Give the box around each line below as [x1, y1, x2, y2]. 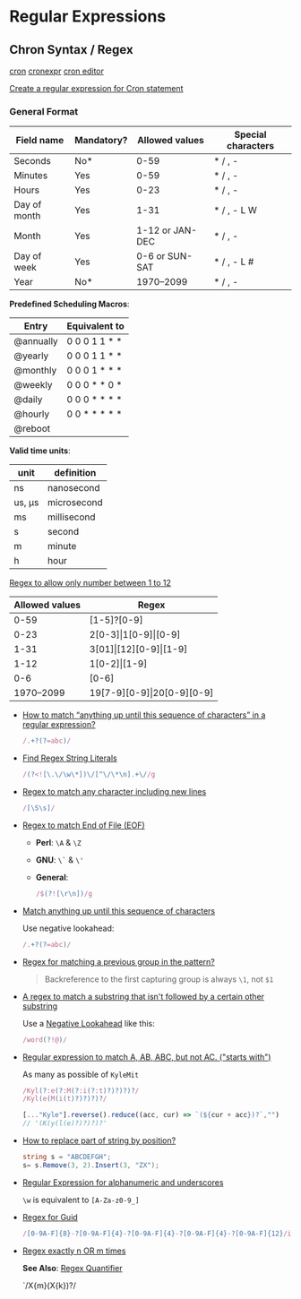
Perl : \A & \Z [35, 837, 82, 847]
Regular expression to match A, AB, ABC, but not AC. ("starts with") [21, 1051, 271, 1062]
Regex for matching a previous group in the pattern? [21, 956, 215, 967]
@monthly [13, 365, 57, 377]
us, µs [13, 496, 39, 509]
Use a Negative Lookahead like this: [21, 1018, 155, 1028]
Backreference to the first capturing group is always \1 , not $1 [44, 974, 274, 985]
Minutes [13, 169, 48, 182]
